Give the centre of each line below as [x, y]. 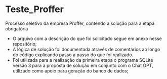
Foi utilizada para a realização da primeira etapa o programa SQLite [83, 60]
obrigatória [17, 28]
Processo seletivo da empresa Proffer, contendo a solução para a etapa [80, 23]
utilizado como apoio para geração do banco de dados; [70, 71]
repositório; [25, 44]
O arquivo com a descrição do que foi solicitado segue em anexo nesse [87, 38]
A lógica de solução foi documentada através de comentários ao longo [86, 49]
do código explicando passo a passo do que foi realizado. [73, 55]
